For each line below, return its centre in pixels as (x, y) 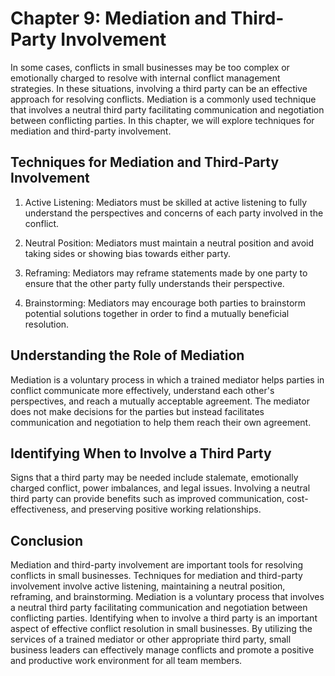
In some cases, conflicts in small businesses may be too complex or (150, 67)
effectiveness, (39, 509)
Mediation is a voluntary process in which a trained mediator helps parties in (167, 379)
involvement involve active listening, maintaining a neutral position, (148, 586)
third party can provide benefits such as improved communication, (147, 499)
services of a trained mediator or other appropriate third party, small (151, 639)
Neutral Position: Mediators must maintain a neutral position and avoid (169, 243)
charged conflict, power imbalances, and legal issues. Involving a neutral (160, 488)
